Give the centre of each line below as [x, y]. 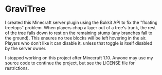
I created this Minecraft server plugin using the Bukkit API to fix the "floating [81, 22]
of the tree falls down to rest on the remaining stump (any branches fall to [79, 33]
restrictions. [17, 68]
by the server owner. [26, 48]
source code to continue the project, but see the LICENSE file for [70, 63]
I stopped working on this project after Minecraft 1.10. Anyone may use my [79, 57]
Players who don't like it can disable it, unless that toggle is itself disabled [79, 43]
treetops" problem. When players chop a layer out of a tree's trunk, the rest [80, 27]
